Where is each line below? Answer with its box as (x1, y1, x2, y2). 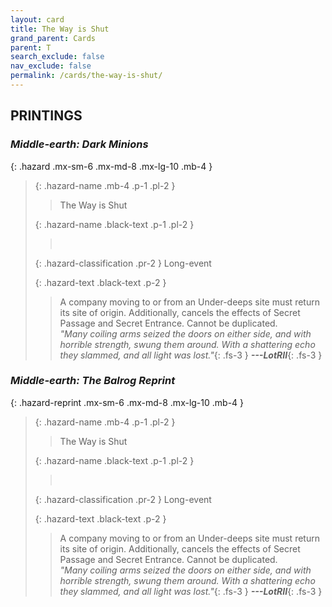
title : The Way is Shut (10, 24, 110, 34)
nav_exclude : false (10, 61, 92, 71)
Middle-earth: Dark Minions (10, 137, 149, 151)
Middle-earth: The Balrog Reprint (10, 374, 176, 388)
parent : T (10, 42, 52, 53)
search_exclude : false (10, 52, 105, 62)
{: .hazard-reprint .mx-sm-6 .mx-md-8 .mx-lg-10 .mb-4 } (10, 396, 245, 408)
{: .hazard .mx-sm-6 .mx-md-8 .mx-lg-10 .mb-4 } (10, 160, 213, 172)
